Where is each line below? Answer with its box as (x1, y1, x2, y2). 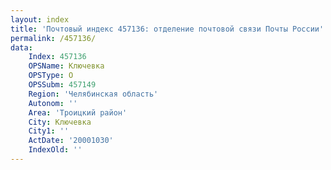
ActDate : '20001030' (28, 136, 114, 146)
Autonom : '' (28, 98, 78, 108)
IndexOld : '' (28, 145, 83, 155)
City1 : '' (28, 126, 70, 136)
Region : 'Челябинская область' (28, 89, 159, 99)
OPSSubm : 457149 (28, 80, 97, 90)
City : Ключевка (28, 117, 92, 127)
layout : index (10, 14, 70, 25)
